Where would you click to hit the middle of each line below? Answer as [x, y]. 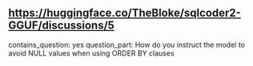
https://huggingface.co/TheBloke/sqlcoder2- [125, 13]
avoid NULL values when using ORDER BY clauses [91, 53]
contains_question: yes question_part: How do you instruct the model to [127, 45]
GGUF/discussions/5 [61, 26]
